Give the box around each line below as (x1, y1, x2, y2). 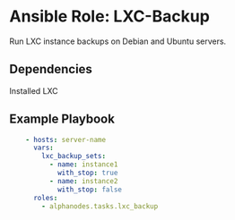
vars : (32, 143, 54, 153)
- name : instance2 (48, 176, 118, 185)
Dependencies (9, 62, 92, 77)
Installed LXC (9, 85, 58, 96)
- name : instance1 (48, 160, 118, 169)
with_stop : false (57, 185, 123, 194)
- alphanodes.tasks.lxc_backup (41, 201, 159, 211)
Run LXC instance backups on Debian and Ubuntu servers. (9, 36, 227, 47)
